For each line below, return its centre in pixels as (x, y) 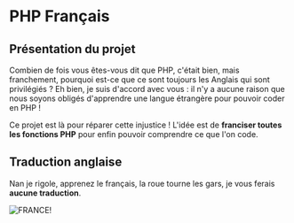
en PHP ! (25, 108)
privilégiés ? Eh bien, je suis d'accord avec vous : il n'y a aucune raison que (147, 89)
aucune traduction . (45, 193)
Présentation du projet (72, 49)
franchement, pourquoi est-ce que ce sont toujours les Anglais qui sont (140, 80)
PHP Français (60, 16)
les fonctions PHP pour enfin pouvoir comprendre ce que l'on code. (134, 134)
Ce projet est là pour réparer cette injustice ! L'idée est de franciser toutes (146, 125)
